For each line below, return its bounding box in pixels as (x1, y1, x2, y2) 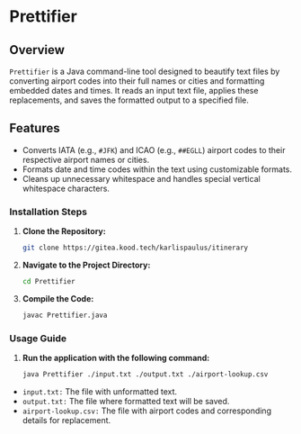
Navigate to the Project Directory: (22, 259, 151, 270)
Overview (9, 42, 66, 58)
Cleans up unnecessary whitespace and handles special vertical (22, 173, 261, 184)
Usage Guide (9, 331, 67, 344)
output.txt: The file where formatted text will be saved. (22, 395, 230, 406)
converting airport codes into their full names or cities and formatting (9, 76, 265, 86)
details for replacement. (22, 414, 111, 425)
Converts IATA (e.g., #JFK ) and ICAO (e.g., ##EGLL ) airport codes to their (22, 144, 286, 155)
